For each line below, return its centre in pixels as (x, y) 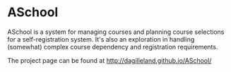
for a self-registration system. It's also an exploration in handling (101, 39)
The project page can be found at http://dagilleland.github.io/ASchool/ (109, 60)
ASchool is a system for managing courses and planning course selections (116, 32)
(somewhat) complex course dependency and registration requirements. (113, 47)
